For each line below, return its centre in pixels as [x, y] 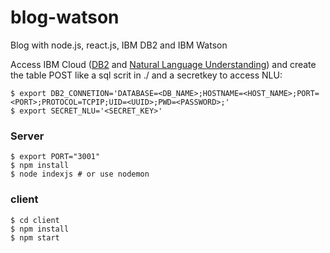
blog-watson [65, 17]
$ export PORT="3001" [55, 157]
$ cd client [35, 220]
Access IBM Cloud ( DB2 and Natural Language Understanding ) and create [163, 64]
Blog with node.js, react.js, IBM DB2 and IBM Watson [119, 45]
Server [27, 136]
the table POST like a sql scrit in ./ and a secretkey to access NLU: [146, 75]
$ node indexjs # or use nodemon [80, 174]
